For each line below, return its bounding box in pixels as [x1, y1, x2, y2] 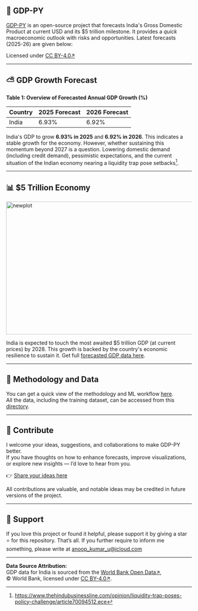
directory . [6, 402, 29, 409]
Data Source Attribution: [6, 562, 67, 569]
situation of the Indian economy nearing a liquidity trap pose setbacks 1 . [6, 158, 179, 166]
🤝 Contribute [6, 425, 54, 435]
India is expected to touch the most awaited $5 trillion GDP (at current [6, 339, 176, 346]
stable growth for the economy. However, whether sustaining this [6, 139, 164, 147]
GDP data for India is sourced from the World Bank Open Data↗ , [6, 568, 162, 576]
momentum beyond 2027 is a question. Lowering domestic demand [6, 145, 170, 152]
